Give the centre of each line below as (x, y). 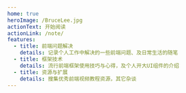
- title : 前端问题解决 (43, 46)
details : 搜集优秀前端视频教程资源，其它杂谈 (78, 79)
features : (22, 40)
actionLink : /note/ (36, 33)
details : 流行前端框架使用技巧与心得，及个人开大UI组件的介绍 (100, 66)
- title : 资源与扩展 (41, 72)
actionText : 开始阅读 (37, 27)
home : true (23, 14)
